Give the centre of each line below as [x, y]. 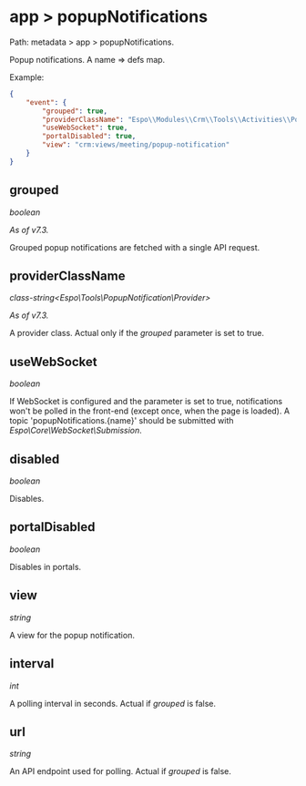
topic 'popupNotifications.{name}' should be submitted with [122, 421]
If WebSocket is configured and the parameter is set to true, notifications [146, 402]
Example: [27, 77]
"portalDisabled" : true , [89, 137]
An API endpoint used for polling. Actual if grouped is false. [121, 771]
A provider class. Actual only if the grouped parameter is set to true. [137, 333]
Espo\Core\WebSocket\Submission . [76, 431]
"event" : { [46, 102]
